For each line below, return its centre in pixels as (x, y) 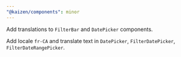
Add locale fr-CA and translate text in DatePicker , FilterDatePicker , (91, 41)
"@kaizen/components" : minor (43, 12)
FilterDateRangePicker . (36, 47)
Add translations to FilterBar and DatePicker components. (80, 29)
